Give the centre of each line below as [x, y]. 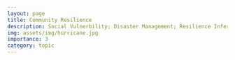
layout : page [26, 13]
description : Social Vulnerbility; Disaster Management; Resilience [109, 26]
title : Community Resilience [50, 20]
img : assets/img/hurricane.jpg [53, 33]
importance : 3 [28, 39]
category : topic [31, 46]
